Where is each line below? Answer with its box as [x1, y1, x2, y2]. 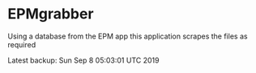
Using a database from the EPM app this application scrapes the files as [7, 31, 248, 41]
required [7, 39, 36, 49]
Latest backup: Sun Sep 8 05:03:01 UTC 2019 [7, 55, 160, 65]
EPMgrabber [7, 5, 94, 23]
